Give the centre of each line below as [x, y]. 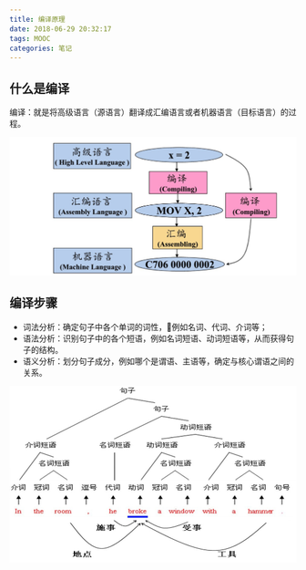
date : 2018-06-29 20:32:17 [61, 29]
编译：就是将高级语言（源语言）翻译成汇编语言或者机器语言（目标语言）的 [149, 112]
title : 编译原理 [37, 19]
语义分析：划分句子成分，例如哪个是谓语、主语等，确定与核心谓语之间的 [158, 361]
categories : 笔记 [41, 48]
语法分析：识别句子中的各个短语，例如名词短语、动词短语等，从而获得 [154, 338]
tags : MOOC [30, 38]
